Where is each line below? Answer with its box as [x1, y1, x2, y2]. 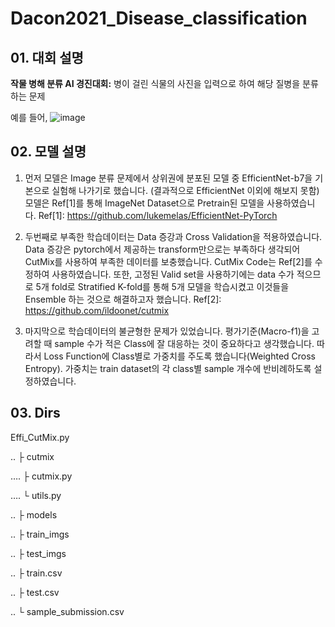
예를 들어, [10, 112, 48, 123]
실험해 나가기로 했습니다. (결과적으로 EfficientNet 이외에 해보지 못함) [51, 184, 320, 196]
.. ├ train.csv [10, 567, 63, 579]
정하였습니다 [24, 375, 75, 387]
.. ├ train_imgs [10, 528, 70, 540]
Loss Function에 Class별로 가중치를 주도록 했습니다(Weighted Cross [43, 350, 316, 362]
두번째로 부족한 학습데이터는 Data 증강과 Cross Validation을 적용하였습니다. [24, 230, 323, 242]
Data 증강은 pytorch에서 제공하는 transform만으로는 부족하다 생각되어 [24, 243, 301, 255]
